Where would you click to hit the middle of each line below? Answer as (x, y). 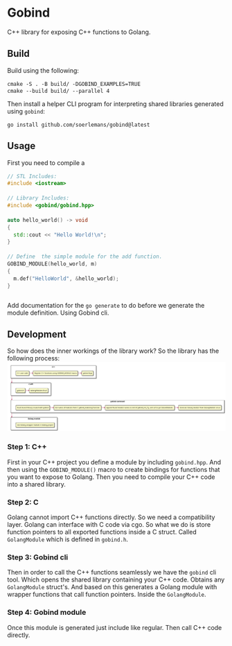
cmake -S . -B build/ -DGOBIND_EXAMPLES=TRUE (74, 84)
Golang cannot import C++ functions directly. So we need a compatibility (111, 517)
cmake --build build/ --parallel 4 (59, 91)
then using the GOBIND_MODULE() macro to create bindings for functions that (114, 469)
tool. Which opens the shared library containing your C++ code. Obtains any (116, 579)
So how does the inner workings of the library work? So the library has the (113, 351)
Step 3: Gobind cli (38, 557)
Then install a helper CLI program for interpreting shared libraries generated (115, 104)
